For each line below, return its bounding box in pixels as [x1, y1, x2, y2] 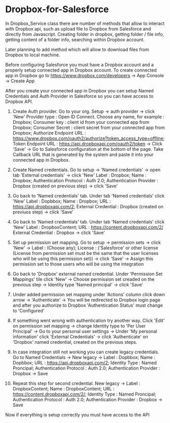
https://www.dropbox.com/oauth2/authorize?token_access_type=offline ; [12, 135, 165, 141]
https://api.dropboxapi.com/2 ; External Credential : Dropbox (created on [12, 203, 164, 209]
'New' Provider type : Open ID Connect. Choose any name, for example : [12, 113, 165, 120]
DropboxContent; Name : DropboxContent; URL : [12, 385, 115, 392]
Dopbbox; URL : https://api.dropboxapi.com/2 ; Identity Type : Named [12, 360, 157, 366]
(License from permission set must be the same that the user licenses [12, 250, 159, 256]
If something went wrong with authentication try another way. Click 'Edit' [12, 317, 165, 323]
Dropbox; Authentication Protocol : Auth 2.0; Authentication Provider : [12, 177, 159, 183]
